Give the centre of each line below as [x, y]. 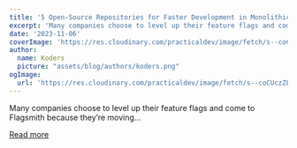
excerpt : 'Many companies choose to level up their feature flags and [142, 26]
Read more [29, 134]
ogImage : [25, 75]
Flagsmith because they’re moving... [75, 117]
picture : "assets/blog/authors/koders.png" [98, 67]
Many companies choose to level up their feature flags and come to [132, 107]
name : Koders [41, 58]
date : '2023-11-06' [45, 33]
